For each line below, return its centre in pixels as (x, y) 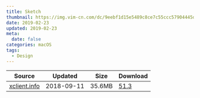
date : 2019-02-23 (28, 23)
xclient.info (24, 86)
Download (133, 76)
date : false (26, 39)
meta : (13, 34)
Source (24, 76)
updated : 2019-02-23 (32, 28)
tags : (13, 50)
